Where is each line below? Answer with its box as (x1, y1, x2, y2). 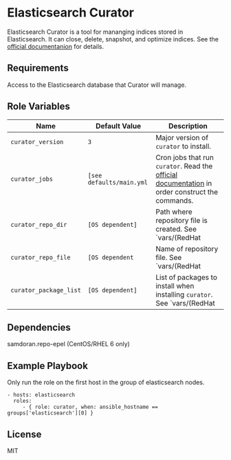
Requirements (7, 62, 69, 74)
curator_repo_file (10, 253, 71, 261)
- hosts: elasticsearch (7, 392, 76, 399)
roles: (13, 398, 32, 405)
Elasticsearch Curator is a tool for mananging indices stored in (7, 28, 184, 36)
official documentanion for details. (7, 42, 104, 50)
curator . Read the (155, 161, 213, 170)
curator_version (10, 138, 64, 146)
